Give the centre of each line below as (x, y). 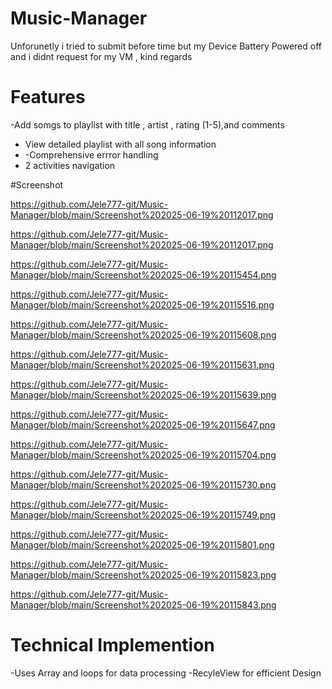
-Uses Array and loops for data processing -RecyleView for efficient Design (166, 673)
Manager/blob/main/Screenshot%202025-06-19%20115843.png (143, 604)
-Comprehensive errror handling (91, 154)
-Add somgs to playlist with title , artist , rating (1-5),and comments (147, 124)
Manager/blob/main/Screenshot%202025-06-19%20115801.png (142, 544)
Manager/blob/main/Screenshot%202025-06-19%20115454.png (143, 274)
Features (48, 97)
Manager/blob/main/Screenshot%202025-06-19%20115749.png (143, 514)
